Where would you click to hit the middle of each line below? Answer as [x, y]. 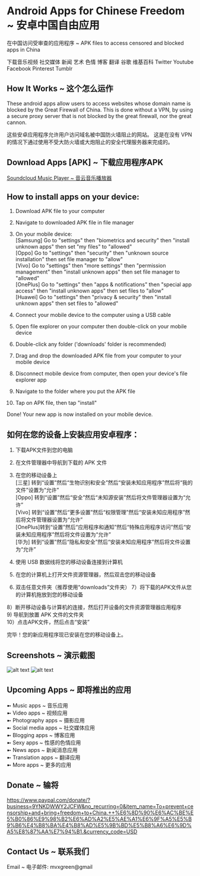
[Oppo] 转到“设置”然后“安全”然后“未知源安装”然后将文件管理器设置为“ [100, 497]
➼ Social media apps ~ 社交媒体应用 [51, 728]
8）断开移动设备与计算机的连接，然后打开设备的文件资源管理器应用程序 [94, 607]
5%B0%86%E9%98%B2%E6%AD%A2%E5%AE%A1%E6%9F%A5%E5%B [99, 819]
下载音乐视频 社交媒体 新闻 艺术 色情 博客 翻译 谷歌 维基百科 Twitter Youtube [100, 62]
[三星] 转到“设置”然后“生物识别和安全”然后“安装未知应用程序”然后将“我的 [104, 483]
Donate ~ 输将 [33, 785]
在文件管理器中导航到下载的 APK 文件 [61, 463]
